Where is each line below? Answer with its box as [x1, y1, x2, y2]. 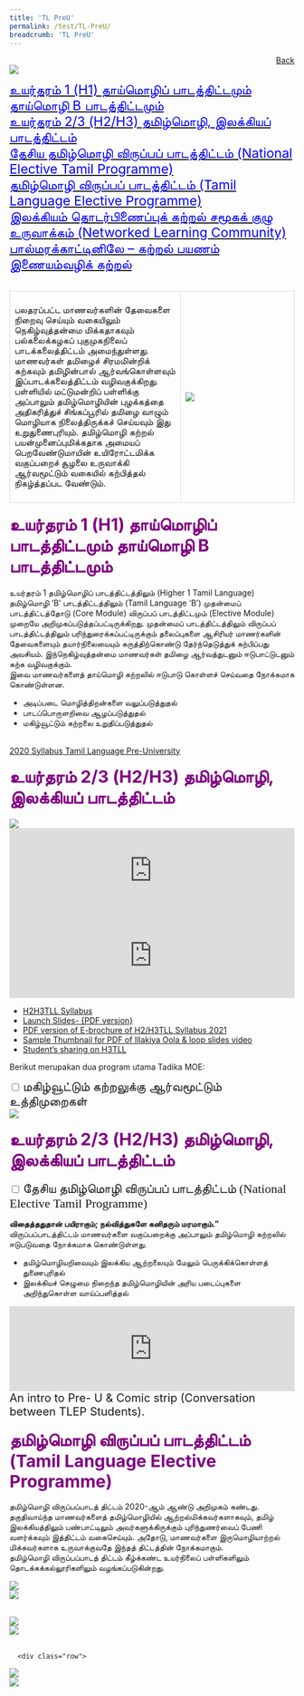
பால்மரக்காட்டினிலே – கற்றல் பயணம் [9, 240, 220, 257]
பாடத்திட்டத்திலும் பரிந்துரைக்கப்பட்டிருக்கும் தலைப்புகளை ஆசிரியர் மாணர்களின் [9, 627, 281, 639]
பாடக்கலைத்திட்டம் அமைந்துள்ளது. [14, 345, 149, 356]
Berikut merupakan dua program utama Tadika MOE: [9, 1061, 205, 1072]
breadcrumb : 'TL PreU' [9, 30, 95, 39]
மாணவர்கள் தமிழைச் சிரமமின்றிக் [14, 355, 150, 367]
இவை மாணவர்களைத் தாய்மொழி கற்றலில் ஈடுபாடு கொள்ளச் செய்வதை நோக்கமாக [9, 668, 295, 680]
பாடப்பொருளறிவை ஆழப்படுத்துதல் [22, 707, 147, 718]
